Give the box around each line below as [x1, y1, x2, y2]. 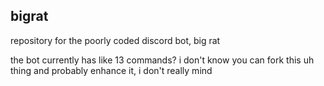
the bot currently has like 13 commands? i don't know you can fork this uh [10, 54, 315, 66]
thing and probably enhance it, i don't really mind [10, 64, 213, 76]
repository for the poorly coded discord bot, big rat [10, 34, 221, 46]
